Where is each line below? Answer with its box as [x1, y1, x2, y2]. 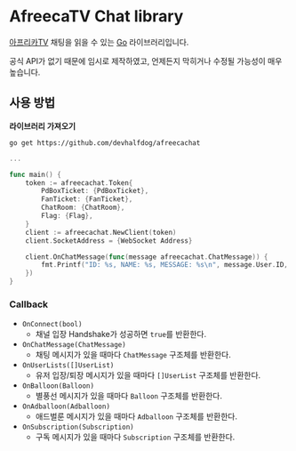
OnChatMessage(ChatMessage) [21, 341, 126, 350]
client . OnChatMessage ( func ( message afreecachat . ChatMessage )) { [25, 252, 268, 262]
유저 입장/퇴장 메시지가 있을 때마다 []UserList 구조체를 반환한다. [35, 370, 261, 381]
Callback [9, 298, 49, 310]
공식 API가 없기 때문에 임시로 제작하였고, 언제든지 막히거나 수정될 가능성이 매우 [9, 55, 283, 66]
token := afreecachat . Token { [25, 178, 133, 188]
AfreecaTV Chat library [9, 6, 184, 27]
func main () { [9, 170, 62, 179]
